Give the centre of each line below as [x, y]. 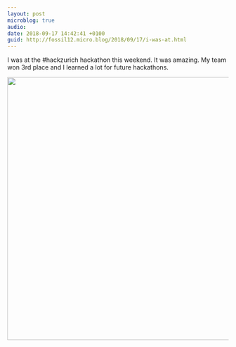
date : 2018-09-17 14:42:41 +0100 [56, 33]
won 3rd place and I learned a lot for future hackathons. [88, 67]
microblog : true [31, 20]
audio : [17, 27]
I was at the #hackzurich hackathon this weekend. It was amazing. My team [117, 60]
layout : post [26, 14]
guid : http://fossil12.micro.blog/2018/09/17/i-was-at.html [97, 40]
